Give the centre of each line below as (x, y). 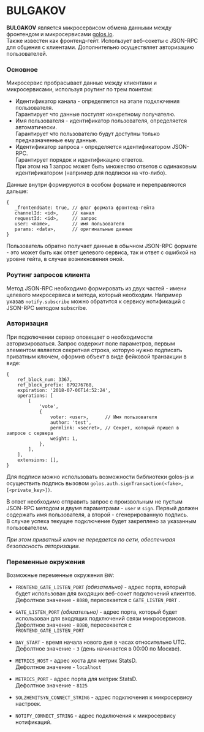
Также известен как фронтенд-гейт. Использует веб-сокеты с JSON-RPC (102, 40)
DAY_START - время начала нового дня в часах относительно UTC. (100, 642)
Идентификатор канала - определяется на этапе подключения (97, 101)
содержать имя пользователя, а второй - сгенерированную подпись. (97, 515)
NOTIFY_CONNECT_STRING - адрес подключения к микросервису (96, 716)
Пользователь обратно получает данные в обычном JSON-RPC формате (102, 246)
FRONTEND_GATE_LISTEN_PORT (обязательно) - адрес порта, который (100, 587)
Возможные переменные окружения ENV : (60, 575)
